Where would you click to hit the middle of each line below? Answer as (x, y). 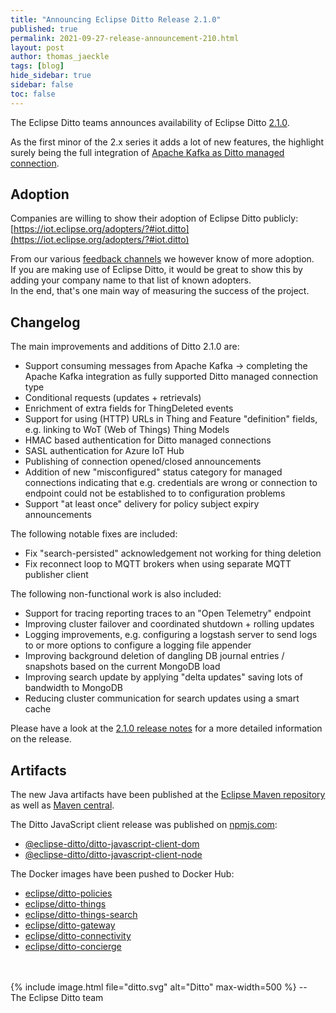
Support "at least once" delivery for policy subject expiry (142, 504)
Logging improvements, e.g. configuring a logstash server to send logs (171, 635)
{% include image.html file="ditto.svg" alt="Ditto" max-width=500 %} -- (159, 987)
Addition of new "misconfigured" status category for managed (153, 472)
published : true (44, 29)
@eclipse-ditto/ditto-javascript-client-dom (112, 844)
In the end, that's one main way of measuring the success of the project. (160, 291)
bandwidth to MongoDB (73, 688)
